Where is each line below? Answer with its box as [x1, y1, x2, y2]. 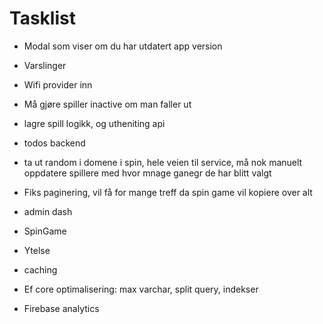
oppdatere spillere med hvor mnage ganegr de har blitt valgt [23, 167, 272, 179]
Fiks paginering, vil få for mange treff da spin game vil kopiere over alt [23, 186, 313, 198]
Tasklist [9, 7, 76, 30]
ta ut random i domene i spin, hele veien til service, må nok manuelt [23, 156, 303, 168]
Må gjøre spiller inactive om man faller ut [23, 98, 192, 110]
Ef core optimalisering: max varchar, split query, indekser [23, 283, 259, 295]
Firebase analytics [23, 302, 100, 314]
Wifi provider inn [23, 78, 93, 91]
